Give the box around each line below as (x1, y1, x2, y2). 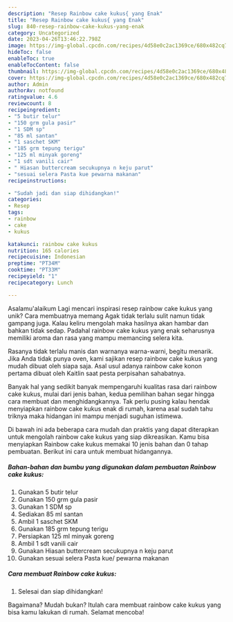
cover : (8, 74, 27, 82)
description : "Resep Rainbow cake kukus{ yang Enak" (8, 10, 163, 17)
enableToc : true (8, 55, 55, 62)
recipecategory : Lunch (8, 279, 73, 286)
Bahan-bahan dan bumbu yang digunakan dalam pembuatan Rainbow (8, 463, 216, 471)
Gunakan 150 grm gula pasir (17, 495, 99, 503)
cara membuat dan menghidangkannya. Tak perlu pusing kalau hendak (8, 397, 210, 405)
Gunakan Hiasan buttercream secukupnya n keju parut (17, 547, 174, 555)
